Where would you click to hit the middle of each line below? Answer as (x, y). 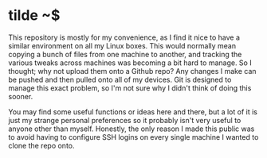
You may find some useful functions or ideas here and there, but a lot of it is (133, 112)
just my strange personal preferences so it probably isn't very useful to (125, 120)
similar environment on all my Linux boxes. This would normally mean (122, 45)
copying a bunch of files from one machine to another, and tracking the (125, 54)
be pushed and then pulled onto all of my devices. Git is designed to (120, 79)
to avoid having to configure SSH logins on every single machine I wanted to (133, 137)
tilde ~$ (34, 15)
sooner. (21, 96)
